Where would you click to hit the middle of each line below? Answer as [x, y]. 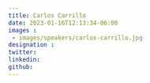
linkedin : [24, 60]
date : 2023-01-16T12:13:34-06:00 [63, 23]
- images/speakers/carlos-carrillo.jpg [77, 38]
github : [21, 67]
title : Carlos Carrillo [47, 15]
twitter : [22, 52]
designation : [32, 45]
